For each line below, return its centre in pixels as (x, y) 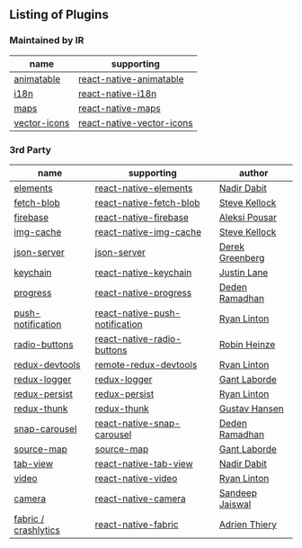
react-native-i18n (117, 94)
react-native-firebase (142, 217)
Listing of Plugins (59, 15)
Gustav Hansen (252, 409)
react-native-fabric (137, 524)
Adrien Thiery (248, 524)
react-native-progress (143, 292)
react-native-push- (138, 312)
